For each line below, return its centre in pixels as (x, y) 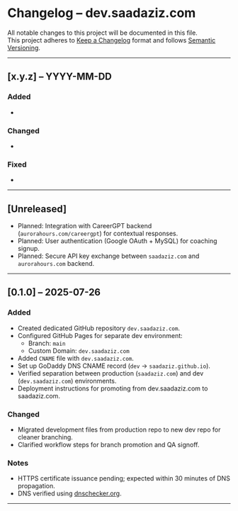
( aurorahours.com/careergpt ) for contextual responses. (98, 234)
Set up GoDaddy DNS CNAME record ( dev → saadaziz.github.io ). (114, 366)
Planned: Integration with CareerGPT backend (85, 226)
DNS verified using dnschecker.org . (69, 493)
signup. (29, 249)
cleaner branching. (45, 437)
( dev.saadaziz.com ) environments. (67, 381)
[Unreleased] (37, 209)
